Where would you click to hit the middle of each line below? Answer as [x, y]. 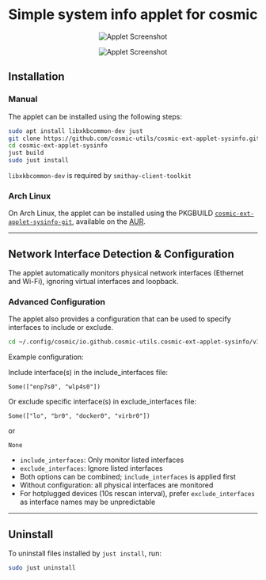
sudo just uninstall [42, 568]
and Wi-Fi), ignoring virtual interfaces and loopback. [93, 282]
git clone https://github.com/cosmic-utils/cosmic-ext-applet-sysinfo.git [134, 138]
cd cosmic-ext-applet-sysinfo [58, 146]
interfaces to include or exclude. [61, 328]
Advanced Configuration [57, 302]
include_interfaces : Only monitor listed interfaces [102, 460]
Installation [36, 77]
